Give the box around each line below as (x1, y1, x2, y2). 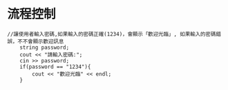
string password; (19, 44, 70, 51)
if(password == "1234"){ (19, 63, 91, 70)
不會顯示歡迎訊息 (22, 38, 64, 45)
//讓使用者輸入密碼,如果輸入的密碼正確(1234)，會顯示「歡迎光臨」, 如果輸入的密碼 (7, 30, 216, 38)
